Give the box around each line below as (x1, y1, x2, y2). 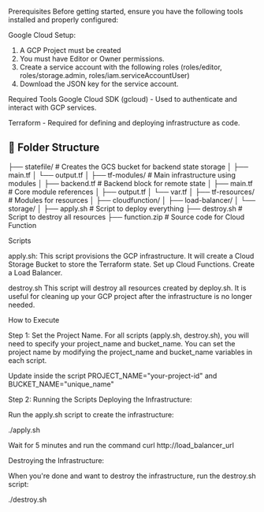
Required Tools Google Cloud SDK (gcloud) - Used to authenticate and (8, 95, 238, 103)
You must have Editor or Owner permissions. (19, 54, 165, 63)
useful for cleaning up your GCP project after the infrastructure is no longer (8, 291, 253, 301)
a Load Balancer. (8, 267, 63, 277)
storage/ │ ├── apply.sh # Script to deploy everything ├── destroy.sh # (8, 204, 243, 213)
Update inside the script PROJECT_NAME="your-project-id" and (8, 371, 218, 380)
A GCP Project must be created (19, 46, 121, 54)
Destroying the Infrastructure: (8, 455, 105, 465)
